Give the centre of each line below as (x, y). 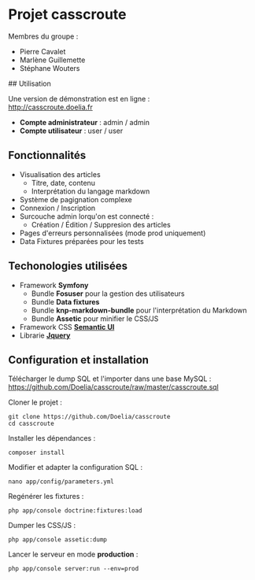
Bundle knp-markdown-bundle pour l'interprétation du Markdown (139, 310)
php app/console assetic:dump (58, 540)
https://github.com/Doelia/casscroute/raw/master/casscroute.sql (113, 387)
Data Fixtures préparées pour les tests (81, 241)
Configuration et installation (79, 360)
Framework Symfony (54, 285)
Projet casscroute (68, 15)
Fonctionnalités (47, 155)
